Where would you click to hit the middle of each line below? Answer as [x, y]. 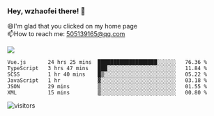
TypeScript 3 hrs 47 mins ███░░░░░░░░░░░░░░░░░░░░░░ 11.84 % [107, 69]
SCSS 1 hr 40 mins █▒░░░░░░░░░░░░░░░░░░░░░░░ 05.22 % [107, 75]
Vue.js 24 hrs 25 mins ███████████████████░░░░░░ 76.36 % [107, 63]
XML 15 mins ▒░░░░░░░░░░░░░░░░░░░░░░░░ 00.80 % [107, 93]
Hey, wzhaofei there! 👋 [46, 11]
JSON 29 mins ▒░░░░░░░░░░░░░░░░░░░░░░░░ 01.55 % [107, 87]
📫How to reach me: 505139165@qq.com [66, 34]
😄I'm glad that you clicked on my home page [72, 26]
